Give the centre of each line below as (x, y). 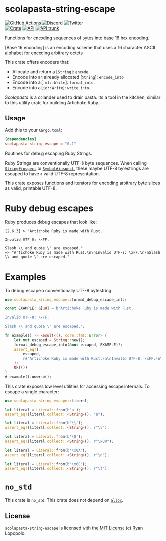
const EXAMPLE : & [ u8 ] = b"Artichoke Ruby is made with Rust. (69, 308)
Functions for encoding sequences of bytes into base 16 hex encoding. (77, 38)
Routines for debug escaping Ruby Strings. (49, 153)
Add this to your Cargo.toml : (34, 130)
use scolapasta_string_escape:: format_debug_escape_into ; (66, 300)
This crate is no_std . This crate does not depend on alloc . (64, 500)
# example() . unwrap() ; (28, 377)
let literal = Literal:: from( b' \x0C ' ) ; (46, 464)
